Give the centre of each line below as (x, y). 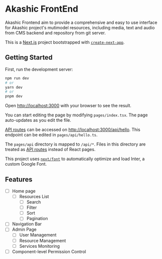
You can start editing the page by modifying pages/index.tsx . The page (76, 115)
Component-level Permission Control (49, 251)
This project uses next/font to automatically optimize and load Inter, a (75, 159)
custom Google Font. (26, 164)
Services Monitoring (40, 246)
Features (19, 179)
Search (34, 202)
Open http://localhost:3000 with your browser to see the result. (68, 106)
